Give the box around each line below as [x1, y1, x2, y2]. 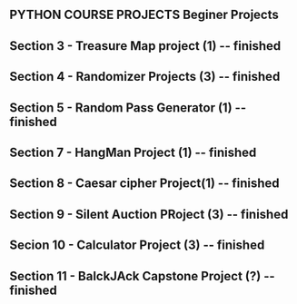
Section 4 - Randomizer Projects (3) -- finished [9, 69, 281, 84]
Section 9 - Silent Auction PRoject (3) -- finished [9, 206, 289, 221]
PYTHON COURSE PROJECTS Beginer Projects [9, 7, 279, 23]
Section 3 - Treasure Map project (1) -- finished [9, 38, 282, 54]
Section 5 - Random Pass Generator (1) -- [9, 100, 247, 115]
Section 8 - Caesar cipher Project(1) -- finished [9, 176, 280, 191]
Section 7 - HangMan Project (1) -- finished [9, 144, 257, 160]
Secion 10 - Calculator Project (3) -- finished [9, 238, 265, 253]
